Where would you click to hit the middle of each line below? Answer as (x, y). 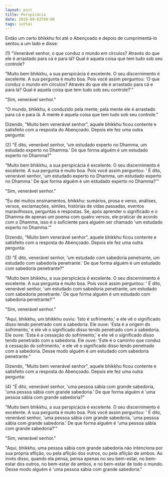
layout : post (19, 10)
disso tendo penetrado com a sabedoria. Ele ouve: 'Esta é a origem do (78, 325)
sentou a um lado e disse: (32, 44)
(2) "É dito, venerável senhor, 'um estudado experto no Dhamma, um (76, 145)
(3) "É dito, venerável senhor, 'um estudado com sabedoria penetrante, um (82, 258)
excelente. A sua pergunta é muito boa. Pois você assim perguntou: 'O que (82, 79)
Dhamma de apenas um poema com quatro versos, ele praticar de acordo (81, 217)
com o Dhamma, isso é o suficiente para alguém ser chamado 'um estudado (84, 222)
